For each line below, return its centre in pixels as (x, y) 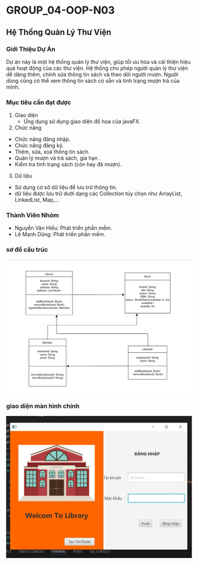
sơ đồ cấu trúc (27, 250)
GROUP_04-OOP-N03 (60, 10)
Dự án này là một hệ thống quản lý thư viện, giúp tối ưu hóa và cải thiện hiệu (98, 62)
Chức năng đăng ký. (39, 146)
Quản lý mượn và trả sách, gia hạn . (58, 158)
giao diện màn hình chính (43, 406)
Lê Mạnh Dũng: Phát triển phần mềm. (60, 234)
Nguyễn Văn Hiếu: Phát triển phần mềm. (63, 228)
